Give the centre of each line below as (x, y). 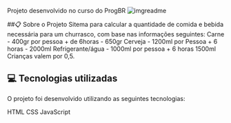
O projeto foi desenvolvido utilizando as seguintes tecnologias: (96, 98)
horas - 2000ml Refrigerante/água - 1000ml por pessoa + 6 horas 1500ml (111, 49)
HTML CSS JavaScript (39, 112)
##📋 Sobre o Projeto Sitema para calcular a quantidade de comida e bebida (115, 24)
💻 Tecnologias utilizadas (62, 79)
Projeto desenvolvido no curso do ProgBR (67, 11)
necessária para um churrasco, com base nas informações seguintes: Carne (116, 34)
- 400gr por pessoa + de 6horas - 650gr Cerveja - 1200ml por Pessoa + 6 (112, 42)
